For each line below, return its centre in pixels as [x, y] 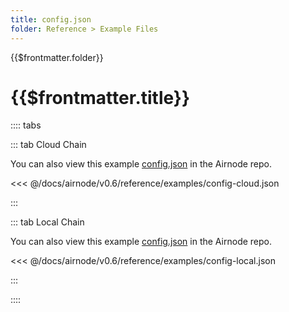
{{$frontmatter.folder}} [57, 57]
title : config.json [51, 19]
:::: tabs [26, 125]
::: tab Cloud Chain [48, 145]
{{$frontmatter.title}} [100, 97]
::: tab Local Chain [47, 222]
